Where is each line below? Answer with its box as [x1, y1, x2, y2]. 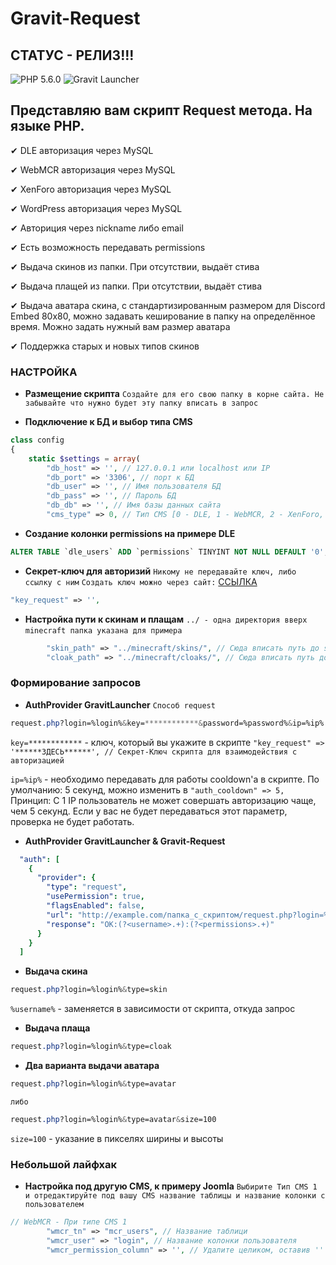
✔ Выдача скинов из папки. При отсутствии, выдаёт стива [10, 260, 260, 272]
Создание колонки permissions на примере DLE [24, 527, 236, 539]
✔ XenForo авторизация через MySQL [10, 183, 172, 195]
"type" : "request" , [46, 882, 128, 892]
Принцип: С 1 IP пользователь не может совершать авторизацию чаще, [10, 794, 317, 806]
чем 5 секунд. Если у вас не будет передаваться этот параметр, [10, 805, 288, 817]
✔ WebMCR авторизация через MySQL [10, 163, 176, 176]
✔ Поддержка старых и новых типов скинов [10, 340, 200, 352]
